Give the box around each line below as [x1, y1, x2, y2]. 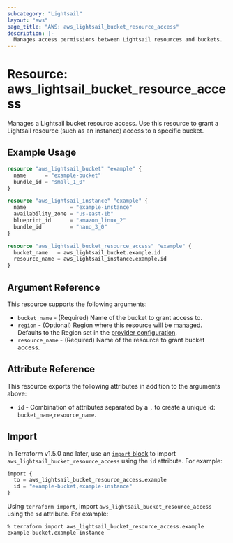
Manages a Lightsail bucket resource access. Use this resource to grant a [7, 120, 219, 128]
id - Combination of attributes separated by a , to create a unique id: [17, 403, 216, 411]
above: [7, 389, 27, 398]
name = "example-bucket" [13, 172, 101, 179]
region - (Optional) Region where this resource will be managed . [17, 321, 202, 329]
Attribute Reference [7, 363, 96, 375]
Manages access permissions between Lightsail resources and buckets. [13, 36, 223, 43]
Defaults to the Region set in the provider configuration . [17, 328, 178, 336]
